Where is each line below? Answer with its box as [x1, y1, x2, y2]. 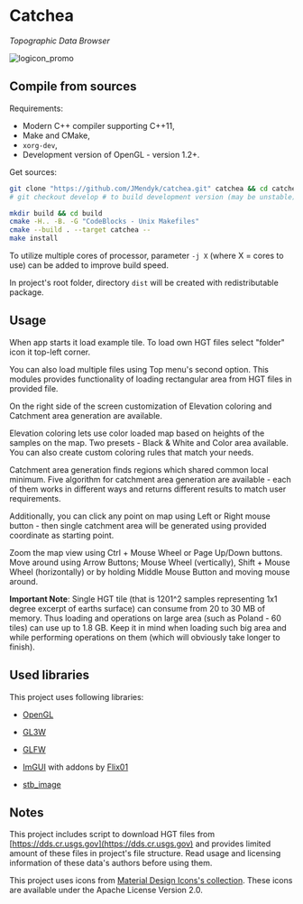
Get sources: [9, 166, 57, 177]
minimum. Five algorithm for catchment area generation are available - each [9, 474, 291, 484]
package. [9, 287, 44, 298]
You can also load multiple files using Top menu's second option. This [9, 364, 269, 374]
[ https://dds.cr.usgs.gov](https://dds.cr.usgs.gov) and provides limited [9, 838, 271, 849]
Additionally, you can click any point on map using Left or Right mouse [9, 511, 271, 521]
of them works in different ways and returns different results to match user [9, 484, 287, 494]
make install [9, 234, 59, 244]
